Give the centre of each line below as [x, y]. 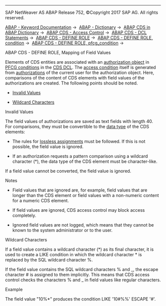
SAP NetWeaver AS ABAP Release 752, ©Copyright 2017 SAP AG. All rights [82, 12]
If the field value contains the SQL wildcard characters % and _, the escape [82, 269]
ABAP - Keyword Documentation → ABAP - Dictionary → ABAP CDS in [78, 27]
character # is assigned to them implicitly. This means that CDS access [77, 275]
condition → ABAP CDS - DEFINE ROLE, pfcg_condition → [64, 43]
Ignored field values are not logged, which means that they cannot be [83, 225]
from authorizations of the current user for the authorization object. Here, [80, 73]
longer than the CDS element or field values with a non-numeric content [85, 195]
